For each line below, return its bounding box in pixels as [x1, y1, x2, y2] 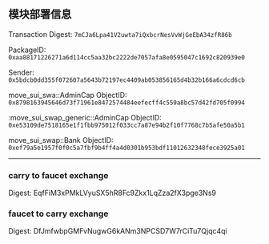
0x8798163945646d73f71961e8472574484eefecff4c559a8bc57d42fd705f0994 [8, 99, 246, 107]
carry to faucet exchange [8, 169, 109, 181]
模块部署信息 [8, 7, 72, 22]
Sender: [8, 67, 34, 77]
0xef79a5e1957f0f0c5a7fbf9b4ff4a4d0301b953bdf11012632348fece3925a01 [8, 144, 246, 152]
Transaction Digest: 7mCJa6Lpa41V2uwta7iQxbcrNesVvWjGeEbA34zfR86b [8, 29, 232, 39]
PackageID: [8, 45, 46, 55]
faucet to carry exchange [8, 208, 109, 219]
